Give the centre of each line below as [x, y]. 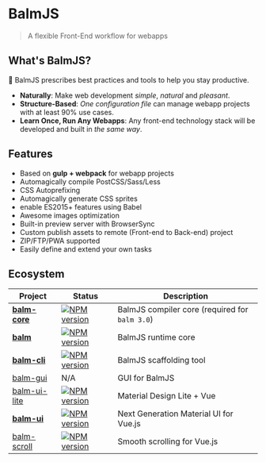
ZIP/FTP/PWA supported [60, 241]
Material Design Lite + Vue [167, 396]
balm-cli [29, 360]
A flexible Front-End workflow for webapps [98, 36]
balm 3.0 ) [135, 320]
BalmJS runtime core [156, 337]
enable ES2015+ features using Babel [81, 206]
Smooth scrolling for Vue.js [168, 441]
